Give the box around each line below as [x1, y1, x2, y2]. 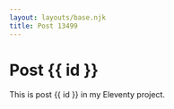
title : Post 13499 [9, 21, 78, 30]
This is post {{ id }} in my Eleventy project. [9, 89, 166, 100]
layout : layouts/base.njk [9, 13, 106, 22]
